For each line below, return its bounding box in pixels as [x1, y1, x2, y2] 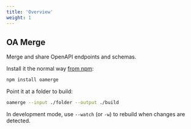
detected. [6, 117, 31, 125]
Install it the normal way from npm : [6, 65, 94, 72]
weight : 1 [6, 15, 32, 21]
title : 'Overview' [6, 9, 53, 15]
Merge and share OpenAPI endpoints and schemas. [6, 53, 137, 61]
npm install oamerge [6, 77, 59, 83]
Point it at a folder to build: [6, 88, 73, 95]
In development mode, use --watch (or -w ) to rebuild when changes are [6, 111, 185, 118]
